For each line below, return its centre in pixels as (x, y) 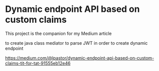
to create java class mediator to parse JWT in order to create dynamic (77, 43)
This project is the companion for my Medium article (58, 33)
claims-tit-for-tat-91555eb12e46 (38, 63)
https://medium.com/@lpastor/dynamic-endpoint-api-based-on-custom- (80, 58)
